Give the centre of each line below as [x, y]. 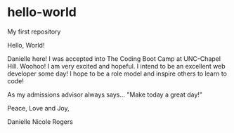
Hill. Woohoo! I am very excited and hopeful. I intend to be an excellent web [117, 66]
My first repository [34, 31]
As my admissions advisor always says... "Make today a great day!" [105, 94]
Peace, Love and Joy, [38, 108]
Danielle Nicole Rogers [40, 121]
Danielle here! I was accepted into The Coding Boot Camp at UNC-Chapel [114, 58]
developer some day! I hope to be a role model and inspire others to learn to [117, 73]
